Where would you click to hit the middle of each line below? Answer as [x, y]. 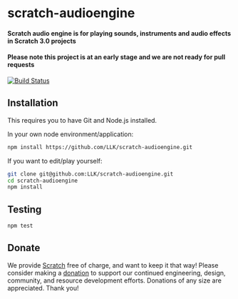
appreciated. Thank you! [43, 288]
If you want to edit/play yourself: [55, 161]
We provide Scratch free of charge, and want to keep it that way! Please [113, 265]
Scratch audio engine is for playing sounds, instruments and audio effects [119, 33]
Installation [33, 103]
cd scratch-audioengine [43, 181]
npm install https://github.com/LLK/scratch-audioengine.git [100, 147]
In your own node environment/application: [71, 134]
